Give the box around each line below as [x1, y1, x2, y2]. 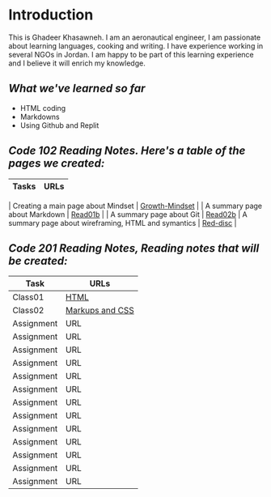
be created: [8, 253, 68, 268]
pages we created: [8, 156, 105, 171]
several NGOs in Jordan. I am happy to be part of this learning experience [8, 49, 255, 59]
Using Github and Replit [19, 120, 100, 130]
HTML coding [19, 103, 66, 113]
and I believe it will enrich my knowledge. [8, 58, 146, 68]
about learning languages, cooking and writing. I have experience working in [8, 40, 264, 50]
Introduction [8, 6, 94, 24]
